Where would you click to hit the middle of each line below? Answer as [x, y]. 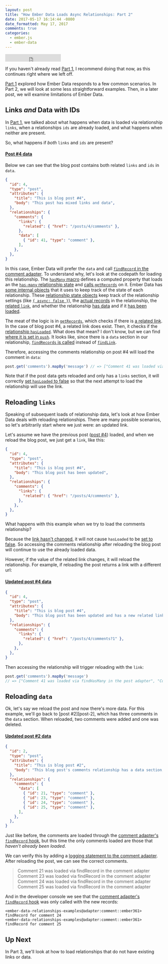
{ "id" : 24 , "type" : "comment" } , [59, 803]
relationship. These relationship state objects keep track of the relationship [82, 295]
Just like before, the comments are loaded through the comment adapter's [82, 836]
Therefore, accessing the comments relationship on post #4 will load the [80, 352]
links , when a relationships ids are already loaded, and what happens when [84, 127]
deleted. [14, 724]
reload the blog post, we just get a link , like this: [55, 440]
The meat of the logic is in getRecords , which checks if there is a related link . [84, 321]
